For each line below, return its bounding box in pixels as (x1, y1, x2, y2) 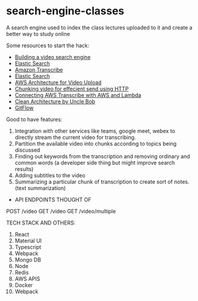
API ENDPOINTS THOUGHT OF (14, 196, 92, 203)
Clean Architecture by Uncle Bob (14, 97, 96, 105)
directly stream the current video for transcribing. (14, 133, 136, 141)
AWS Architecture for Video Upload (14, 79, 102, 86)
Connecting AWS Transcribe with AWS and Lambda (14, 91, 142, 99)
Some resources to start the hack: (6, 42, 90, 49)
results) (14, 165, 34, 173)
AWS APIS (14, 275, 40, 282)
